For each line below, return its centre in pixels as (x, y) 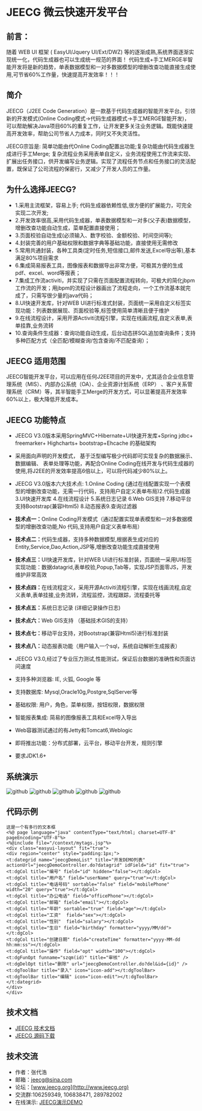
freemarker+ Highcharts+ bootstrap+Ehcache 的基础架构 (85, 443)
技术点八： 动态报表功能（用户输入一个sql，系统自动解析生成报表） (98, 646)
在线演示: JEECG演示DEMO (49, 1102)
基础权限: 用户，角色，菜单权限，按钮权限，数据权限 (80, 705)
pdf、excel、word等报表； (48, 273)
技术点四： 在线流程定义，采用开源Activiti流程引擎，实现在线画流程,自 (100, 587)
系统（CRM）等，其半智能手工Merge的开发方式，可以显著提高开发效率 (99, 392)
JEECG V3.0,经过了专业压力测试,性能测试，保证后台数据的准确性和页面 (103, 659)
